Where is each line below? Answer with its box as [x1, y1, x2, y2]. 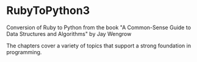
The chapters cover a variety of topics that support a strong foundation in [6, 42, 191, 49]
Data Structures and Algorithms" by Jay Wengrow [6, 30, 132, 37]
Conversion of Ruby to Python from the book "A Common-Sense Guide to [6, 24, 191, 31]
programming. [6, 48, 42, 55]
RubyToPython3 [6, 4, 90, 18]
